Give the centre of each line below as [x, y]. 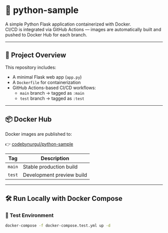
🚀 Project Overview [36, 55]
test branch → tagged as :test [52, 98]
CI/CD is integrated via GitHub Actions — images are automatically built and [83, 29]
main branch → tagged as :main [52, 93]
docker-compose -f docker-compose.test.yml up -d [58, 226]
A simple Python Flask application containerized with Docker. [68, 24]
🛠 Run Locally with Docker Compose [64, 198]
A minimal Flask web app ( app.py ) [47, 77]
